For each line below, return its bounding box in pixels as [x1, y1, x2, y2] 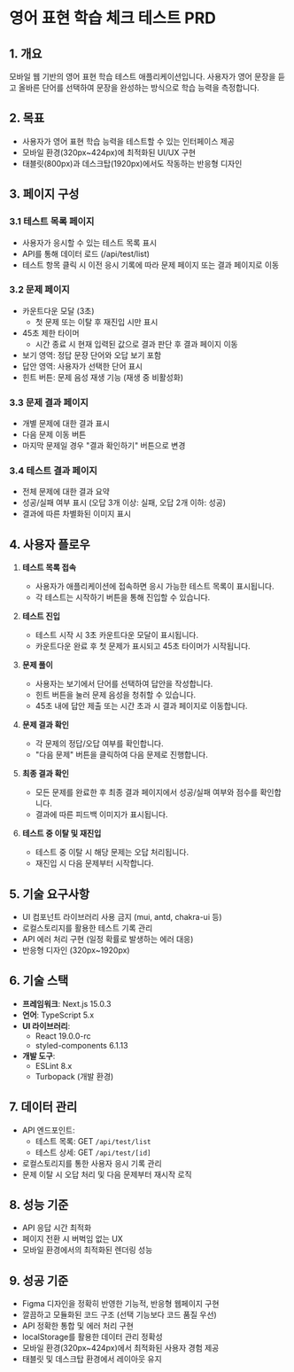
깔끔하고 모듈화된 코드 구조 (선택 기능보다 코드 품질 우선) [21, 1309, 217, 1321]
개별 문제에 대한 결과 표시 [21, 418, 111, 429]
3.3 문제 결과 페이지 [9, 396, 89, 409]
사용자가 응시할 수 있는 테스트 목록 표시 [21, 237, 158, 248]
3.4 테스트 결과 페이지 [9, 464, 97, 477]
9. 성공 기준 [9, 1273, 69, 1288]
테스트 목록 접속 [21, 562, 77, 573]
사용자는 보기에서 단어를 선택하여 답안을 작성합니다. [35, 679, 213, 690]
